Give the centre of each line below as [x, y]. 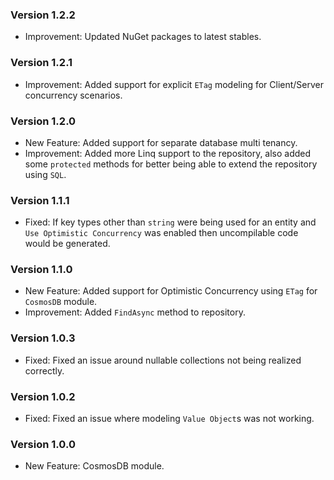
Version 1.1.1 [40, 200]
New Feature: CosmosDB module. [94, 466]
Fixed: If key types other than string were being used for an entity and [170, 222]
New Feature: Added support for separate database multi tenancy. [161, 142]
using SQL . [45, 174]
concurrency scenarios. [73, 95]
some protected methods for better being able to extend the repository [171, 164]
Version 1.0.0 [43, 444]
